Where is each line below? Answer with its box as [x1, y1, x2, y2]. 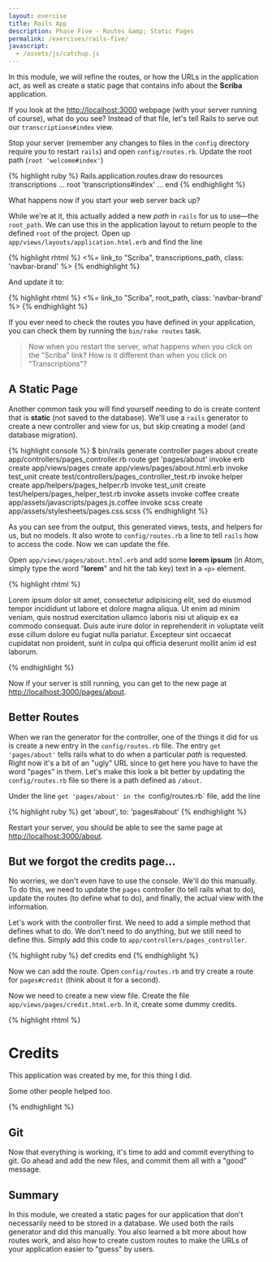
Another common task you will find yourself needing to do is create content [8, 404, 261, 414]
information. [8, 902, 50, 912]
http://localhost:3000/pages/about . [8, 687, 127, 696]
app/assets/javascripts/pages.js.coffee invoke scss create [8, 497, 203, 507]
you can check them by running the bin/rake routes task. [8, 326, 201, 336]
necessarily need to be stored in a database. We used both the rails [8, 1218, 234, 1228]
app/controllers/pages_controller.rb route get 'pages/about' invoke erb [8, 454, 245, 464]
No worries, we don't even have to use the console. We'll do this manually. [8, 876, 257, 886]
